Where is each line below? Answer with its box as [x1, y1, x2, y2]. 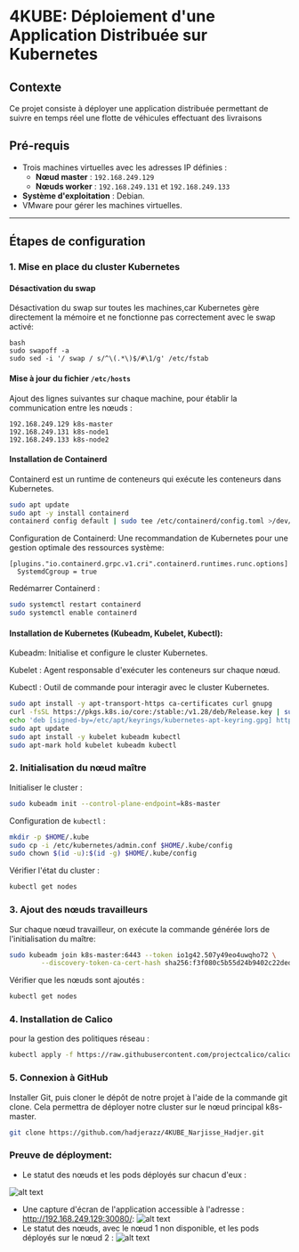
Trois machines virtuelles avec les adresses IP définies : [21, 162, 228, 173]
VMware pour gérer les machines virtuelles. [21, 199, 182, 210]
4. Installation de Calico [9, 1013, 113, 1026]
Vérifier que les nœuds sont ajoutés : [9, 975, 145, 986]
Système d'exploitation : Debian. [21, 190, 145, 201]
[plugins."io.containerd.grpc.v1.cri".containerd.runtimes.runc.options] [9, 559, 289, 569]
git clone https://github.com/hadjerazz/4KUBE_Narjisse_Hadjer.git [9, 1128, 265, 1137]
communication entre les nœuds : [9, 402, 133, 413]
